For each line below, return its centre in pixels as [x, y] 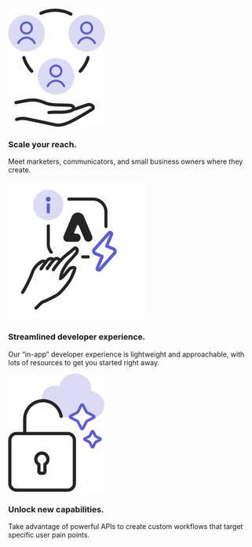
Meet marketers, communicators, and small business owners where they [126, 161]
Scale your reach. [42, 144]
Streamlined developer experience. [77, 337]
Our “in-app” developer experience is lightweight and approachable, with [126, 354]
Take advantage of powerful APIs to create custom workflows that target [126, 526]
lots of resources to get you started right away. [84, 362]
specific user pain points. [49, 534]
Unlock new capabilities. [56, 509]
